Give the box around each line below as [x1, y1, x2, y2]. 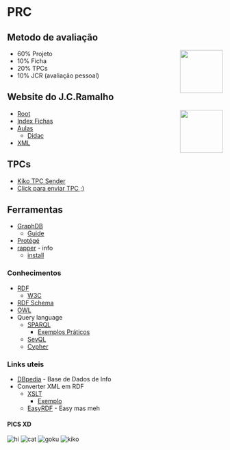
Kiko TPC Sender [16, 176, 66, 185]
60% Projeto [16, 49, 53, 58]
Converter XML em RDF [16, 382, 84, 391]
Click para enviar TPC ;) [16, 184, 85, 192]
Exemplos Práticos [37, 327, 90, 336]
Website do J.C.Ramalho [7, 91, 114, 103]
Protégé [16, 237, 40, 245]
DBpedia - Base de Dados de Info [16, 375, 112, 383]
